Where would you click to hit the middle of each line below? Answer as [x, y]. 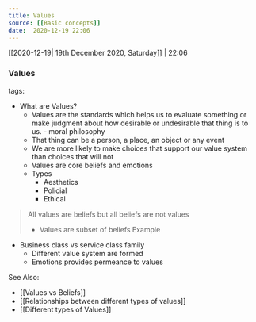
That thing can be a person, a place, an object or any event [128, 140]
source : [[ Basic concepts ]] [55, 23]
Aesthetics [61, 182]
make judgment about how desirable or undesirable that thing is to [140, 123]
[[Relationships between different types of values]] [103, 301]
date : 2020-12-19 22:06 [49, 30]
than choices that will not [73, 156]
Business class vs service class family [82, 245]
